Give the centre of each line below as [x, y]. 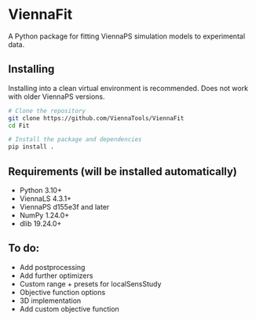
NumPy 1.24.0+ [44, 215]
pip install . [31, 147]
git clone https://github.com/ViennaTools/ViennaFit [96, 118]
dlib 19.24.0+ [40, 223]
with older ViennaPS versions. [57, 97]
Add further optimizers [56, 275]
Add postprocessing [52, 267]
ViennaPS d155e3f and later [64, 206]
